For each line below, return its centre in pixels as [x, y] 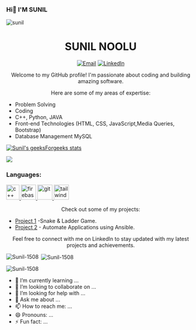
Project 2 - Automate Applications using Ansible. [75, 227]
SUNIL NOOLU [101, 47]
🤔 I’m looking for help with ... [50, 293]
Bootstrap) [28, 130]
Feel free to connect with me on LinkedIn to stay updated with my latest [101, 238]
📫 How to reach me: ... [43, 306]
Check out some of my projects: [101, 209]
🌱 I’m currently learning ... [47, 280]
